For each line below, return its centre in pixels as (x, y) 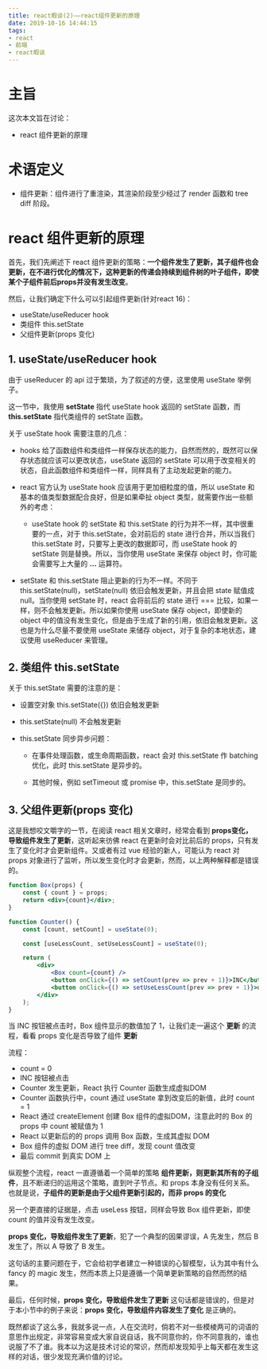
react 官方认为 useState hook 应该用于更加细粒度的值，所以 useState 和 (137, 487)
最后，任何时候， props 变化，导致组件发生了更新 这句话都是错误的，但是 (128, 1300)
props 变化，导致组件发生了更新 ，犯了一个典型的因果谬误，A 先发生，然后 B (133, 1236)
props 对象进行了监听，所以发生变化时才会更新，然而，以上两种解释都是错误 (133, 860)
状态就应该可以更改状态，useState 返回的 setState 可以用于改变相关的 (141, 460)
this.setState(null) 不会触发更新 (70, 722)
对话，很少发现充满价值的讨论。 (74, 1357)
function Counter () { (44, 922)
